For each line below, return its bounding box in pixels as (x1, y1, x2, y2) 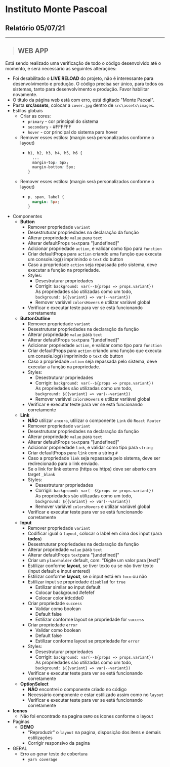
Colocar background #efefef (35, 589, 95, 595)
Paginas (12, 718, 30, 725)
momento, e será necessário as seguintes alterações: (5, 65, 117, 71)
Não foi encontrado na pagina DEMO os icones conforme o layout (20, 713, 153, 719)
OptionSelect (20, 680, 49, 687)
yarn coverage (27, 757, 58, 762)
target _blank (27, 471, 56, 477)
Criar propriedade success (27, 600, 82, 606)
